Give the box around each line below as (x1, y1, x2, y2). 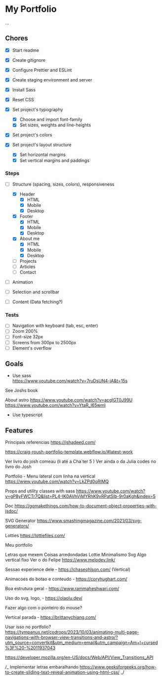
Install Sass (12, 87, 36, 92)
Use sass (12, 373, 31, 379)
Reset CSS (12, 97, 35, 103)
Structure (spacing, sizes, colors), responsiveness (12, 181, 115, 187)
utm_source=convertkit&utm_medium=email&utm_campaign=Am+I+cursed (5, 640, 158, 645)
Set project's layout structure (12, 142, 72, 148)
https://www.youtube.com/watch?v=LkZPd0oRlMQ (5, 479, 109, 484)
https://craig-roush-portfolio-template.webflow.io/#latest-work (5, 449, 133, 455)
